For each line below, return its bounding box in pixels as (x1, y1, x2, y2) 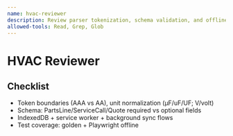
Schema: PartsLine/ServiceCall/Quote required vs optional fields (17, 106, 202, 114)
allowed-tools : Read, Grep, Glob (7, 23, 104, 30)
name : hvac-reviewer (7, 10, 67, 17)
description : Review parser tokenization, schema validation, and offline (7, 17, 228, 24)
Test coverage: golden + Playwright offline (17, 121, 139, 129)
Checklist (7, 80, 50, 92)
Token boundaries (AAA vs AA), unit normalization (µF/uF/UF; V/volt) (17, 99, 214, 108)
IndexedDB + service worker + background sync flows (17, 114, 173, 122)
